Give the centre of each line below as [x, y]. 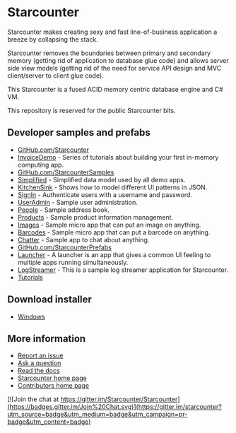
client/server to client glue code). [55, 76]
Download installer [49, 300]
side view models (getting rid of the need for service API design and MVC [114, 68]
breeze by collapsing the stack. [53, 39]
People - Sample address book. [63, 210]
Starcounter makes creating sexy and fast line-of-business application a [112, 32]
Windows [31, 316]
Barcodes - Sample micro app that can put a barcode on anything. [114, 232]
